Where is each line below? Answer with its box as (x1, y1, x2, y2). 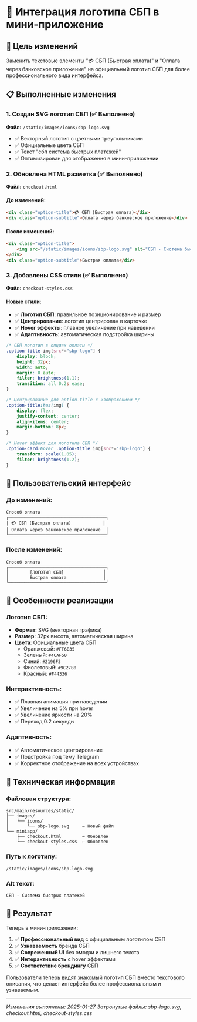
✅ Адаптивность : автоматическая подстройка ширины (14, 331, 155, 338)
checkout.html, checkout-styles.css (6, 1009, 93, 1016)
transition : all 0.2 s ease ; (16, 381, 85, 387)
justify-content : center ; (16, 413, 80, 419)
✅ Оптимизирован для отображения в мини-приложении (14, 155, 159, 162)
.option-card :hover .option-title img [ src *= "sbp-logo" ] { (6, 446, 151, 452)
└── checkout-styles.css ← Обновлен (16, 839, 109, 845)
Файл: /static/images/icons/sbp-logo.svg (6, 123, 110, 130)
